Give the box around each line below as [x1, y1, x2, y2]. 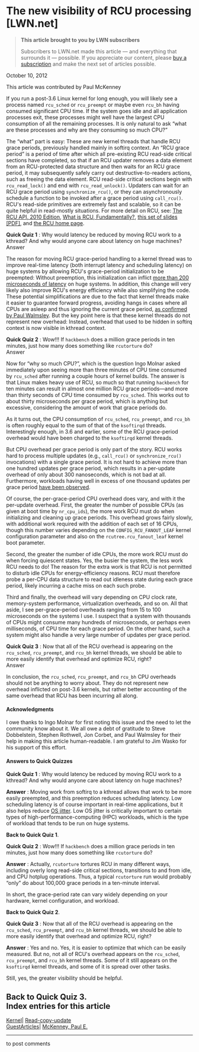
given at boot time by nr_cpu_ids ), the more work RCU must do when [6, 508, 175, 515]
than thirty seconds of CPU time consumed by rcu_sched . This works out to [6, 391, 190, 398]
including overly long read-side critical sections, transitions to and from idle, [6, 867, 192, 874]
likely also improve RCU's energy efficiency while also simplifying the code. [6, 286, 191, 294]
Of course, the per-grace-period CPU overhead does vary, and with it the [6, 495, 185, 502]
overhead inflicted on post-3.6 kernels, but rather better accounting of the [6, 685, 187, 692]
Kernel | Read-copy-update [6, 1017, 72, 1024]
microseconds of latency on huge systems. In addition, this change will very [6, 280, 191, 287]
